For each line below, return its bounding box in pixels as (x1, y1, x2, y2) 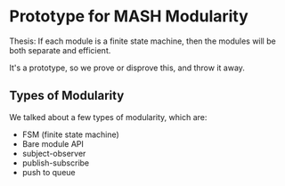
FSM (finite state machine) (21, 129, 120, 140)
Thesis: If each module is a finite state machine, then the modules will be (9, 36, 276, 46)
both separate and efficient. (9, 44, 111, 55)
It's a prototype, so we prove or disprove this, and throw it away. (9, 62, 245, 73)
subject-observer (21, 148, 86, 158)
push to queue (21, 166, 76, 177)
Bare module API (21, 138, 85, 149)
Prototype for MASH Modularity (9, 6, 249, 27)
